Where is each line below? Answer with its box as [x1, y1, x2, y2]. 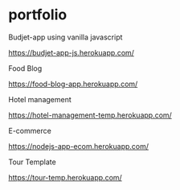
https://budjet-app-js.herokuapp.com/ [8, 47, 135, 57]
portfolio [8, 6, 67, 24]
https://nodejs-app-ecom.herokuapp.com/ [8, 141, 149, 151]
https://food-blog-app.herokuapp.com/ [8, 79, 138, 89]
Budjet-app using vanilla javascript [8, 32, 123, 42]
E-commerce [8, 126, 52, 135]
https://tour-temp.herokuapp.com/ [8, 172, 122, 182]
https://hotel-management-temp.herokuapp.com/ [8, 110, 173, 120]
